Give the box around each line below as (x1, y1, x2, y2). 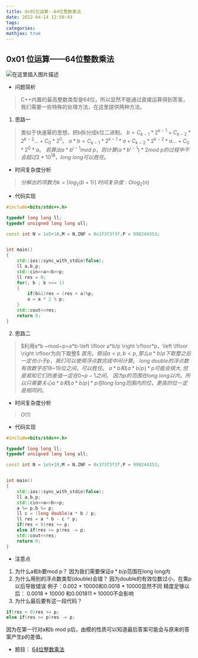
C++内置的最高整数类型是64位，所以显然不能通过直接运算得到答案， (20, 96, 189, 103)
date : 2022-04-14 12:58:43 (6, 14, 73, 20)
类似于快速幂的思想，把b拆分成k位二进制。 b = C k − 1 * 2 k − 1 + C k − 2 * (20, 128, 191, 137)
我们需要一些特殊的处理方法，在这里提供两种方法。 (20, 103, 145, 110)
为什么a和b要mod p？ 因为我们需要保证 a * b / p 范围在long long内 (14, 568, 170, 575)
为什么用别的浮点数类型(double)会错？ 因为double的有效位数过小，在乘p (14, 575, 192, 582)
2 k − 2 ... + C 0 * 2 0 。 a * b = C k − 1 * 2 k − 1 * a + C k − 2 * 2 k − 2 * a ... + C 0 (20, 137, 190, 145)
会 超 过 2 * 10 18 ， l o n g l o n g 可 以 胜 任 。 (20, 153, 109, 161)
